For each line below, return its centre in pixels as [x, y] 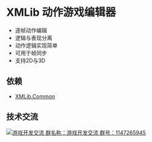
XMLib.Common [35, 96]
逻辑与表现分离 [33, 37]
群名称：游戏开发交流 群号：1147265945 [95, 132]
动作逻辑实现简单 [36, 45]
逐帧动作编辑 [31, 30]
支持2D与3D [30, 60]
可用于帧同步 [31, 53]
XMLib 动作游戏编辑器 [61, 12]
